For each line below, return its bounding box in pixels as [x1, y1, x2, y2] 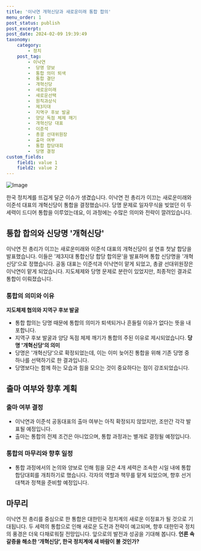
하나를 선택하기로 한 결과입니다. [14, 357, 89, 364]
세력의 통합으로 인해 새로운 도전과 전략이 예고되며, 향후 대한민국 [35, 523, 184, 530]
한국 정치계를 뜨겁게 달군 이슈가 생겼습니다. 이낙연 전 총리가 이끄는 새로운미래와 [6, 194, 192, 201]
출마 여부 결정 [6, 403, 44, 411]
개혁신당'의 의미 [23, 342, 60, 349]
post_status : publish [6, 20, 61, 26]
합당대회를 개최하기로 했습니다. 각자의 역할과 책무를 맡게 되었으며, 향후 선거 [14, 472, 191, 479]
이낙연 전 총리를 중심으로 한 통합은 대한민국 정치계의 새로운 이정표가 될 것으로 [6, 516, 187, 523]
